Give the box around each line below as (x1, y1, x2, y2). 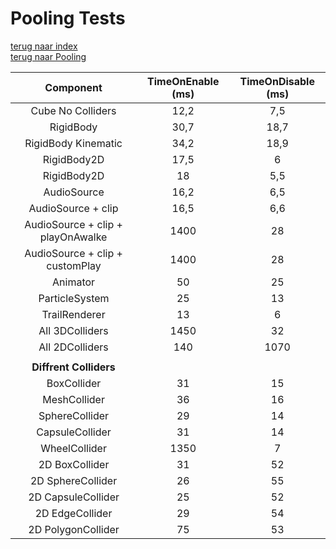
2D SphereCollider (29, 473, 118, 487)
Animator (52, 275, 96, 289)
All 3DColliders (38, 323, 109, 337)
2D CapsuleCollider (28, 490, 120, 504)
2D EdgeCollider (34, 506, 113, 520)
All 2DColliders (38, 340, 109, 354)
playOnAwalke (39, 230, 108, 244)
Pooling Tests (10, 7, 126, 30)
